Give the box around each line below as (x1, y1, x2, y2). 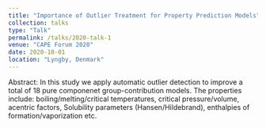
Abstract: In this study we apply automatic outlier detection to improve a (8, 77, 243, 87)
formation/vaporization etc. (8, 111, 97, 120)
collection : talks (8, 19, 69, 27)
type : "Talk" (8, 26, 51, 34)
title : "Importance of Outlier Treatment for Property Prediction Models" (8, 11, 260, 20)
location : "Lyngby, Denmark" (8, 56, 104, 64)
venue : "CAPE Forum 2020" (8, 41, 93, 49)
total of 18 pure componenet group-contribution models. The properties (8, 85, 242, 95)
